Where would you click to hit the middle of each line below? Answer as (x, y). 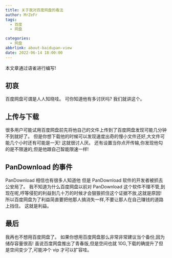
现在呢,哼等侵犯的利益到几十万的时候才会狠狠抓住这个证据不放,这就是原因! (84, 193)
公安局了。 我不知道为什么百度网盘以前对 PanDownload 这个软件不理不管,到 (85, 187)
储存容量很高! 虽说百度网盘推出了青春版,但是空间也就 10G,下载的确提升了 (82, 243)
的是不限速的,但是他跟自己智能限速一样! (47, 149)
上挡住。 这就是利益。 (28, 206)
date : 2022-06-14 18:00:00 (34, 53)
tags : (11, 19)
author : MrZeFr (21, 15)
